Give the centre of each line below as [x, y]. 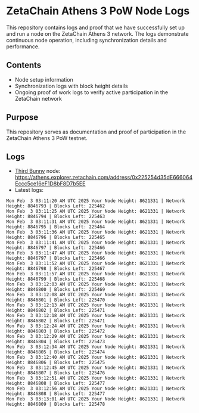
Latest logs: [29, 190]
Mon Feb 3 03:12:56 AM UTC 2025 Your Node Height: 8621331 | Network [96, 389]
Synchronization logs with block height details [71, 86]
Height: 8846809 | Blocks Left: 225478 [56, 404]
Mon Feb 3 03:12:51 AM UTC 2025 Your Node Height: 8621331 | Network [96, 378]
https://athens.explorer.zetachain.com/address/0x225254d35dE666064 [103, 178]
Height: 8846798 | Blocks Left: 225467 [56, 269]
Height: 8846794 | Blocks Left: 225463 [56, 217]
